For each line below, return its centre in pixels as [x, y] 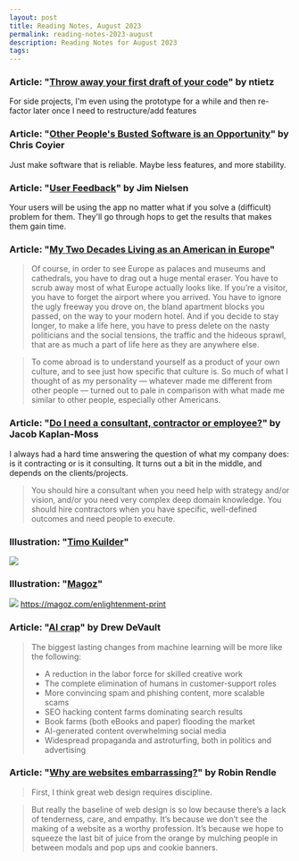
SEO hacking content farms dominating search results [144, 712]
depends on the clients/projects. [69, 472]
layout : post [33, 17]
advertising [65, 749]
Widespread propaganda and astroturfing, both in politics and [158, 740]
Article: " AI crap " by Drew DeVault [85, 628]
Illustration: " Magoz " [56, 583]
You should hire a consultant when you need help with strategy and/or [160, 490]
